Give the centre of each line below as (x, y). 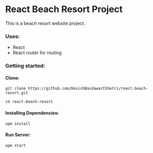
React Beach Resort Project (64, 9)
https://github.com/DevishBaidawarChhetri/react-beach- (88, 89)
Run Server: (18, 135)
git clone (16, 89)
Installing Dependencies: (32, 113)
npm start (16, 145)
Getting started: (25, 66)
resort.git (17, 93)
